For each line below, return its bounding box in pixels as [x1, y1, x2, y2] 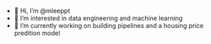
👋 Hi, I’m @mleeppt [13, 7, 71, 15]
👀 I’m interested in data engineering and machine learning [13, 14, 183, 22]
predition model [13, 29, 60, 37]
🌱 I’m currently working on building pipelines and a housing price [13, 22, 204, 29]
